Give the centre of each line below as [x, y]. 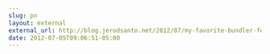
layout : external [37, 23]
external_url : [32, 30]
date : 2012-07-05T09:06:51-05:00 [64, 38]
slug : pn [23, 15]
